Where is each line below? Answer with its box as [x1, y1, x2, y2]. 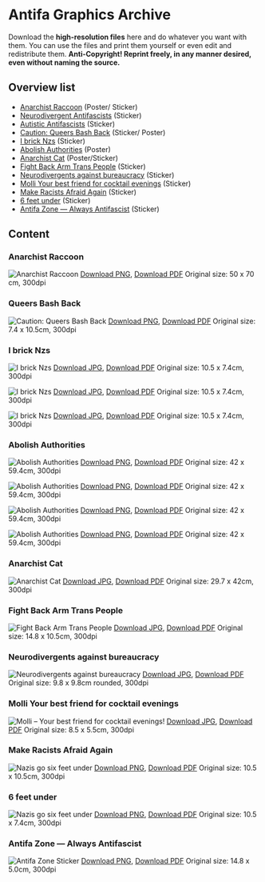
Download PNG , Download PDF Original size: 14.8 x [81, 856, 250, 866]
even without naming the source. [8, 58, 121, 67]
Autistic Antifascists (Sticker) [19, 118, 116, 129]
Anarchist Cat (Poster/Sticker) [19, 153, 118, 162]
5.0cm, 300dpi [8, 864, 57, 874]
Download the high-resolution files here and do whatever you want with [8, 32, 247, 42]
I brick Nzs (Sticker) [19, 136, 86, 146]
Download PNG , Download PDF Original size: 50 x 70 [80, 270, 255, 279]
